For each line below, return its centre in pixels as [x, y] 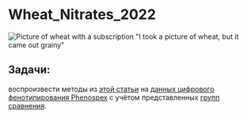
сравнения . [28, 105]
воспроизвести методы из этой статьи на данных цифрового [112, 89]
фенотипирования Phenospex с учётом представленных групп [114, 97]
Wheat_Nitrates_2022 [82, 15]
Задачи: [29, 70]
